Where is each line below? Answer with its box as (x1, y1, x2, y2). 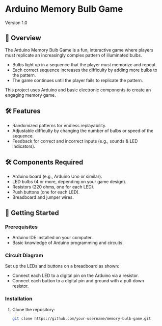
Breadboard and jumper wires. (12, 194, 74, 200)
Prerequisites (5, 223, 38, 230)
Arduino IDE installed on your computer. (12, 235, 93, 241)
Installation (5, 296, 33, 302)
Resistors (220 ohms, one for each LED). (12, 184, 95, 190)
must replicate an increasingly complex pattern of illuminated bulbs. (5, 52, 142, 58)
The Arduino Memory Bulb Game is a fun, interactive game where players (5, 47, 154, 53)
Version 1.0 (5, 20, 27, 26)
